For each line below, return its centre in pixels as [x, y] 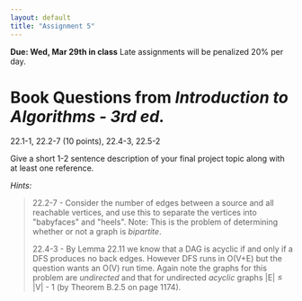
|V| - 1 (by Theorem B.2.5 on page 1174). [107, 288]
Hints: [21, 186]
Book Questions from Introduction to [149, 97]
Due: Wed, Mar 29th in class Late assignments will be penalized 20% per [147, 51]
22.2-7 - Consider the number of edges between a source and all [153, 203]
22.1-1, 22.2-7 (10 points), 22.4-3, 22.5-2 [85, 141]
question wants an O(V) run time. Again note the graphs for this [150, 268]
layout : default [40, 18]
